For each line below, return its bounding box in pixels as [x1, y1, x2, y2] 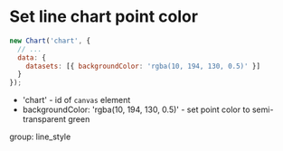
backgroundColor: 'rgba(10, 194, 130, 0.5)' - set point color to [22, 104, 250, 115]
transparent [22, 114, 66, 125]
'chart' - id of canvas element [22, 95, 131, 106]
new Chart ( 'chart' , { [9, 36, 91, 45]
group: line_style [9, 131, 71, 142]
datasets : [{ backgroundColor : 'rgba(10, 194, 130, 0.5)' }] [25, 61, 260, 71]
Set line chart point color [9, 6, 199, 27]
